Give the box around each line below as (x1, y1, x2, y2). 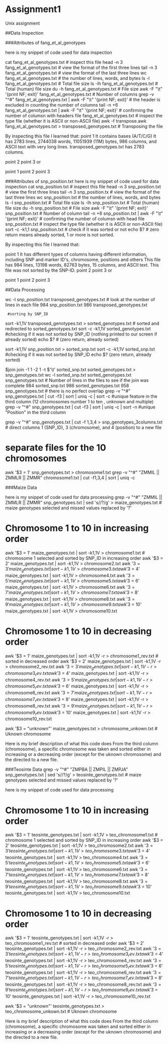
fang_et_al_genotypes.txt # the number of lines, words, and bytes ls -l (5, 75, 150, 81)
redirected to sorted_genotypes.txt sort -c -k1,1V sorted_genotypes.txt (5, 325, 151, 331)
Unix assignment (5, 20, 40, 26)
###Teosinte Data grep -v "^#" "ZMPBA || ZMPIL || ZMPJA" (5, 766, 128, 772)
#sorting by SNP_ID (7, 311, 49, 316)
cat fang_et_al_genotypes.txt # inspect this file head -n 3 (5, 59, 123, 65)
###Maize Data (5, 484, 37, 490)
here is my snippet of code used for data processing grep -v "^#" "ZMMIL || (5, 494, 162, 500)
